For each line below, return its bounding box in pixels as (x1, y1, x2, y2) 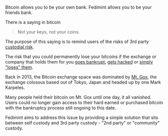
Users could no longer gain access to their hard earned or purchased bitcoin (5, 99, 163, 105)
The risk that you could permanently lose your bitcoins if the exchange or (5, 53, 157, 59)
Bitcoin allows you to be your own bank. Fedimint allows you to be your (5, 4, 152, 10)
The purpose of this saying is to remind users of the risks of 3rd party (5, 38, 149, 44)
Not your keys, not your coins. (17, 29, 80, 34)
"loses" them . (5, 64, 34, 70)
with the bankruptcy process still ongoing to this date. (5, 105, 116, 110)
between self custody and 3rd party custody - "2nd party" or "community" (5, 120, 160, 125)
